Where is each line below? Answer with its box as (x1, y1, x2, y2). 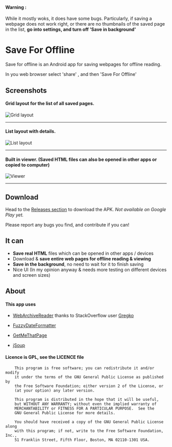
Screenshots (5, 86, 47, 95)
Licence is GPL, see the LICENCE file (5, 354, 84, 360)
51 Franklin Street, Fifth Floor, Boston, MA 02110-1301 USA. (14, 437, 150, 442)
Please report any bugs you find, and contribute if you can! (5, 221, 130, 228)
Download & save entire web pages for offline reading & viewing (12, 255, 151, 261)
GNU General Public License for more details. (14, 410, 116, 415)
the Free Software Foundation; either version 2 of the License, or (14, 383, 164, 389)
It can (5, 236, 24, 246)
